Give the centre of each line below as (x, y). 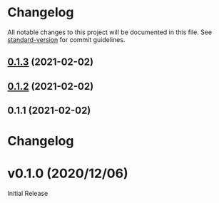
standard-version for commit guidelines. (66, 39)
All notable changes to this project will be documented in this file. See (110, 32)
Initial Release (28, 194)
